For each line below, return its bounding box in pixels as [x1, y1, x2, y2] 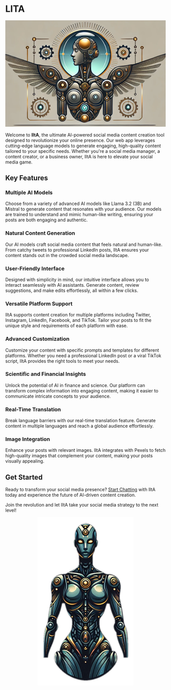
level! [5, 507, 17, 514]
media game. [5, 159, 33, 165]
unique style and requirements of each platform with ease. [5, 323, 128, 329]
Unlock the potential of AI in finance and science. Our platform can [5, 382, 145, 388]
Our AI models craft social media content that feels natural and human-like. [5, 241, 163, 247]
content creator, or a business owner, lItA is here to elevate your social [5, 153, 153, 159]
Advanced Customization [5, 335, 70, 342]
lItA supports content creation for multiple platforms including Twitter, [5, 312, 151, 318]
